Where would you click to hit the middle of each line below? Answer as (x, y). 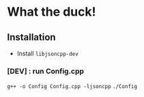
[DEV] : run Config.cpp (45, 71)
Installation (31, 37)
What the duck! (52, 12)
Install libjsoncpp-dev (47, 53)
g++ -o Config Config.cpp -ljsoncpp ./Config (72, 87)
